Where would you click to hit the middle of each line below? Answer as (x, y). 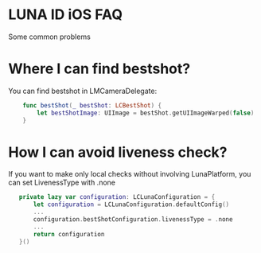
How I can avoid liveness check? (118, 152)
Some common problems (50, 37)
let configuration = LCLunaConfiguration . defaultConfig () (131, 204)
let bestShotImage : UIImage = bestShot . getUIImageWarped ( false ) (146, 113)
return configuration (69, 234)
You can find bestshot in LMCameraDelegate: (83, 91)
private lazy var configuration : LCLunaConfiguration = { (117, 197)
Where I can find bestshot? (99, 69)
